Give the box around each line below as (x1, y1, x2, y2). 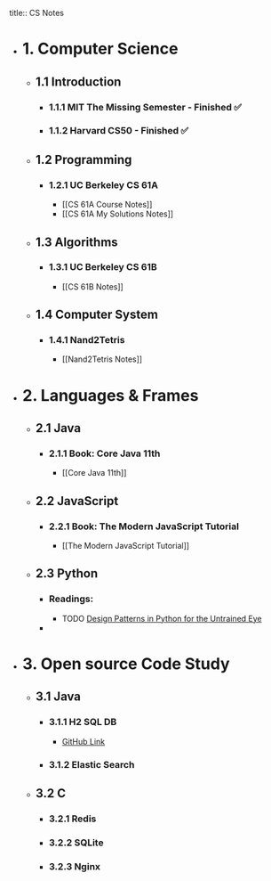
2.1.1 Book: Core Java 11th (48, 447, 161, 460)
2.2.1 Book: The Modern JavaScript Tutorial (48, 520, 240, 533)
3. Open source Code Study (21, 654, 230, 673)
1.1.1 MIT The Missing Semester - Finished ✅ (48, 101, 243, 113)
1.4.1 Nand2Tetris (48, 334, 125, 347)
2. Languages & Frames (21, 385, 199, 405)
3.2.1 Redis (48, 812, 97, 825)
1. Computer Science (21, 39, 179, 59)
